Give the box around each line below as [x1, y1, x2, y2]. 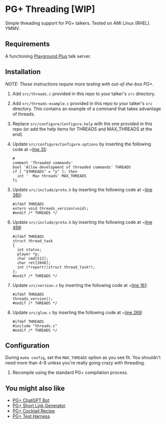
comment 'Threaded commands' [12, 160, 73, 165]
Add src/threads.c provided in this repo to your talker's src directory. [12, 90, 156, 96]
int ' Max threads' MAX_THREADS [17, 173, 87, 178]
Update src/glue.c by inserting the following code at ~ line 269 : [12, 309, 143, 315]
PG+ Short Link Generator [12, 402, 66, 408]
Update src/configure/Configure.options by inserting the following [12, 141, 151, 147]
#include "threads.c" [12, 323, 57, 328]
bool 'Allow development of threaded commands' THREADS [12, 164, 131, 169]
